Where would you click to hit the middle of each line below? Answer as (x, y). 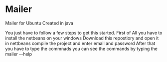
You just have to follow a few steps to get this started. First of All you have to (84, 32)
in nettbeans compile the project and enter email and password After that (80, 43)
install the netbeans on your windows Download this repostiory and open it (82, 38)
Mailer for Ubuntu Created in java (39, 23)
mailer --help (19, 54)
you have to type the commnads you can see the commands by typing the (82, 48)
